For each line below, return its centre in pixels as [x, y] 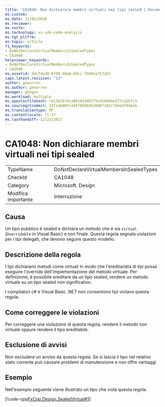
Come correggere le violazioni [52, 312]
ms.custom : [16, 14]
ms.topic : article [24, 42]
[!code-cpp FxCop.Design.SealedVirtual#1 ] [48, 399]
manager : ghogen [22, 92]
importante [20, 199]
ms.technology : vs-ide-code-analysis [44, 32]
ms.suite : [15, 28]
